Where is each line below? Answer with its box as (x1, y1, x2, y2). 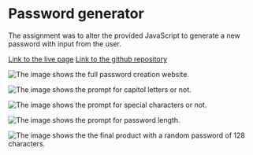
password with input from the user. (8, 39, 122, 48)
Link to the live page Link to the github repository (8, 54, 168, 64)
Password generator (8, 5, 144, 23)
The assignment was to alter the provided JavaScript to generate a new (8, 31, 240, 40)
